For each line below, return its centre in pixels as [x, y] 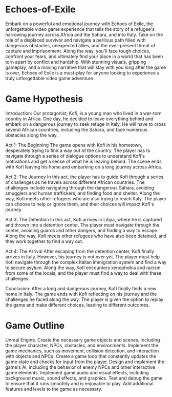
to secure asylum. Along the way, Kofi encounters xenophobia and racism [83, 268]
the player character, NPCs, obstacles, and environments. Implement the [82, 345]
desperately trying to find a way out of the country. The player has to [78, 150]
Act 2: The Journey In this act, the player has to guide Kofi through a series [84, 177]
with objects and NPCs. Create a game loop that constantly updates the [81, 356]
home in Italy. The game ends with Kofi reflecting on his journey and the [81, 294]
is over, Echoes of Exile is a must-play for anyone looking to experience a [82, 72]
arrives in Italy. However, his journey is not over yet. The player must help [83, 257]
